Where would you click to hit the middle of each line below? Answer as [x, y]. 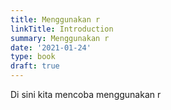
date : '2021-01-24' [51, 47]
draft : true [35, 66]
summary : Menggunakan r [60, 38]
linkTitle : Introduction [62, 29]
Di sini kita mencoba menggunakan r [86, 94]
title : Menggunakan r [55, 19]
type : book [33, 57]
